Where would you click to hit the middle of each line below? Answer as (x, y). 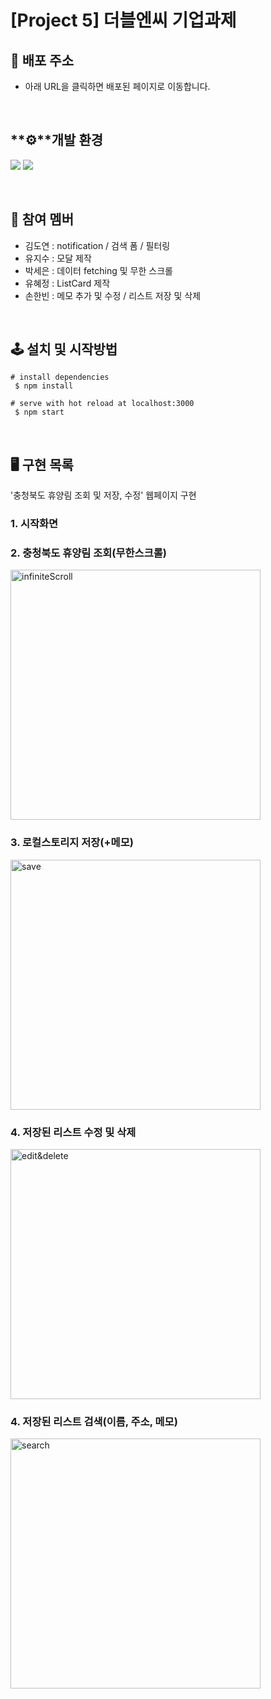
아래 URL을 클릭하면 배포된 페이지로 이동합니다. (117, 86)
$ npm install (44, 386)
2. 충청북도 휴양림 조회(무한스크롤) (88, 553)
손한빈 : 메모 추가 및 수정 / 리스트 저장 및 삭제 (113, 295)
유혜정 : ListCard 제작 (67, 283)
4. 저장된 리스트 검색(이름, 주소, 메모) (94, 1421)
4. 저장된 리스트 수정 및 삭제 (73, 1132)
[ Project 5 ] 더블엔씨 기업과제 (123, 20)
